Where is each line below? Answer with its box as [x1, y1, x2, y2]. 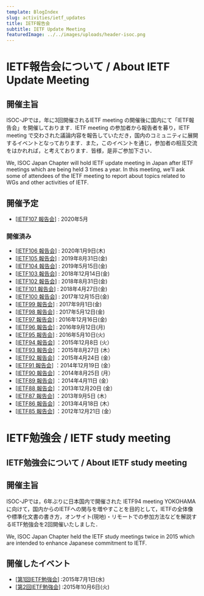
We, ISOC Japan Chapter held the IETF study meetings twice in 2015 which [6, 532, 195, 540]
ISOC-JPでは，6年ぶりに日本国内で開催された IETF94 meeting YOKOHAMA [6, 498, 196, 505]
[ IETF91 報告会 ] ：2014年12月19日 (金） [15, 362, 114, 369]
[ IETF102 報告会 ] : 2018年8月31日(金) [15, 278, 108, 285]
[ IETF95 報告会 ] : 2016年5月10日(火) [15, 331, 105, 339]
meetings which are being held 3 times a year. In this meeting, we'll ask [6, 166, 185, 173]
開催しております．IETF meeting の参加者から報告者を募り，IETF [27, 124, 190, 131]
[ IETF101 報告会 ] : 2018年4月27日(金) [15, 285, 108, 293]
